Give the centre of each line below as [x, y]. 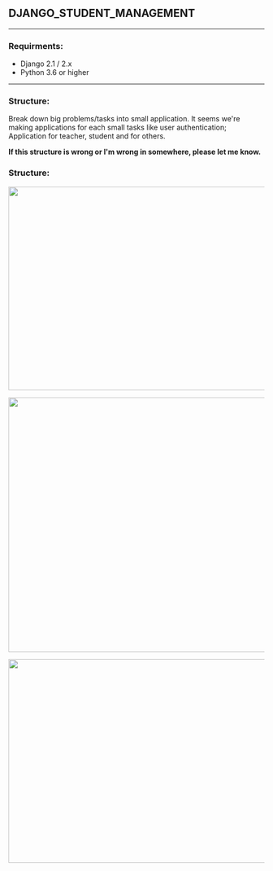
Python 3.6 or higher [54, 73]
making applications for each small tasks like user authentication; [118, 128]
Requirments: [36, 46]
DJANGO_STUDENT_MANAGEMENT [102, 13]
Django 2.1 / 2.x [46, 64]
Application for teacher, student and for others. [87, 136]
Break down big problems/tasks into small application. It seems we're [124, 119]
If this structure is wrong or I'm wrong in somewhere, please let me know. [135, 152]
